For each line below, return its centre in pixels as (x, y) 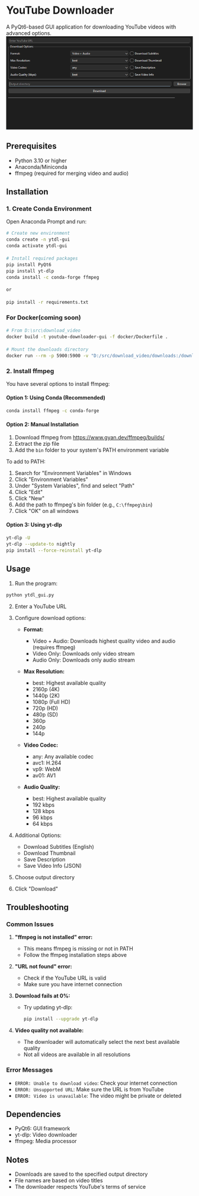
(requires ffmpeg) (54, 647)
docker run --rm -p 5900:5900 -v (47, 355)
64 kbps (43, 823)
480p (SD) (45, 715)
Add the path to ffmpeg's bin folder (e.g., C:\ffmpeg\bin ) (84, 505)
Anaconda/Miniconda (41, 166)
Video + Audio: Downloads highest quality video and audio (104, 641)
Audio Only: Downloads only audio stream (84, 660)
